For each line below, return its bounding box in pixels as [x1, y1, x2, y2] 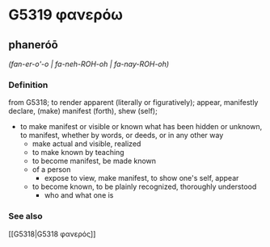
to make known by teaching [32, 148, 124, 157]
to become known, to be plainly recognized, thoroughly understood [32, 182, 257, 191]
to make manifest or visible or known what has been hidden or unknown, [19, 122, 263, 132]
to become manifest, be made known [32, 156, 156, 166]
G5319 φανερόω [8, 6, 124, 24]
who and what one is [44, 190, 114, 200]
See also [8, 211, 43, 222]
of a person [32, 165, 71, 174]
